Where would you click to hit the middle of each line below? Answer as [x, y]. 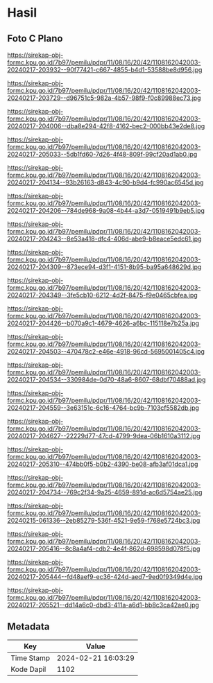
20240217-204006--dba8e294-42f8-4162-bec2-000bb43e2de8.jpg [106, 126]
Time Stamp [31, 658]
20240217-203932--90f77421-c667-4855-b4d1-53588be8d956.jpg [105, 70]
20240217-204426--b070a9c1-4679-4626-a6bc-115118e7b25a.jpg [103, 323]
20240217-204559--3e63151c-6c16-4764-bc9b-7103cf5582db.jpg [103, 408]
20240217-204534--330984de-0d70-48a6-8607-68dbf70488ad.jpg [106, 380]
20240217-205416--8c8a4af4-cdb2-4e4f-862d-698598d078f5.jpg [104, 548]
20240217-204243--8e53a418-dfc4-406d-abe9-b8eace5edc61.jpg [104, 239]
